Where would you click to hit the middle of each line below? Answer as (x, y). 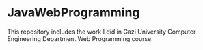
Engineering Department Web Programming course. (80, 38)
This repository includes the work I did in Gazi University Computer (101, 32)
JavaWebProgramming (73, 13)
